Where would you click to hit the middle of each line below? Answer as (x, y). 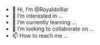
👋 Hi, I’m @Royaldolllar (40, 9)
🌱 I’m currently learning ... (44, 22)
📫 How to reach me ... (40, 36)
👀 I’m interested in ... (38, 16)
